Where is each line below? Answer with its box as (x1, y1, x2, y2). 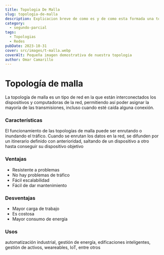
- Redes (9, 39, 25, 44)
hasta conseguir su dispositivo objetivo (5, 144, 84, 149)
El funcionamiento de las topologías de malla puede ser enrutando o (5, 128, 143, 134)
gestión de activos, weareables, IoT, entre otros (5, 245, 101, 251)
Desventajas (5, 194, 36, 201)
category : (5, 21, 25, 26)
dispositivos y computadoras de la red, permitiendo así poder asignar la (5, 100, 149, 106)
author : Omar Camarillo (5, 57, 54, 62)
